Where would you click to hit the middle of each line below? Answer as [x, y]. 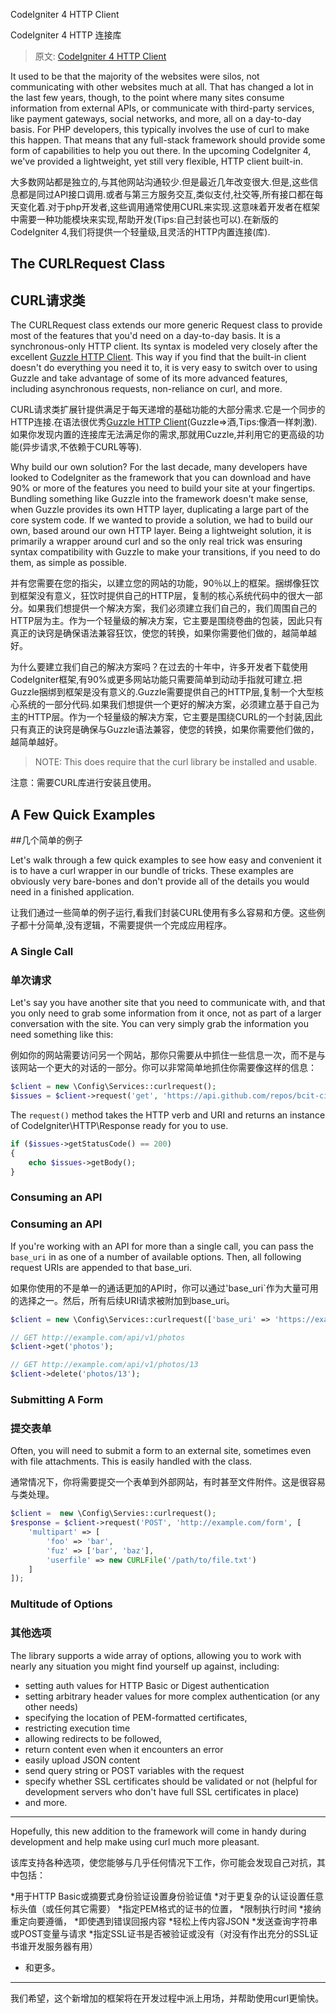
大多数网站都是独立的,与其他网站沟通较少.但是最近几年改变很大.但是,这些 [160, 182]
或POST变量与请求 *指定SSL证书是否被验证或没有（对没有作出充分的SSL [160, 1933]
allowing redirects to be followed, [93, 1738]
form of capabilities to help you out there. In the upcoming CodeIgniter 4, [161, 150]
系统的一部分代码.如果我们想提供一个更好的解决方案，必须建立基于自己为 [169, 705]
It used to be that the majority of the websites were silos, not [135, 76]
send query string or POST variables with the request [134, 1770]
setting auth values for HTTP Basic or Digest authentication [147, 1685]
